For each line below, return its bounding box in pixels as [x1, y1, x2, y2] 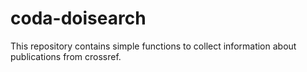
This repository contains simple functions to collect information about [10, 40, 297, 52]
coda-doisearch [10, 7, 147, 30]
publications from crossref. [10, 50, 122, 62]
